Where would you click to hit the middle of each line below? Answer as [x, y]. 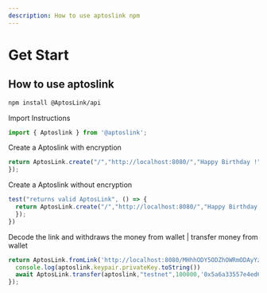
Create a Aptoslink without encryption [70, 185]
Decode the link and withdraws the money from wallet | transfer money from [133, 236]
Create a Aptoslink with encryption [65, 147]
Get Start [39, 55]
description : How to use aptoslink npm [74, 16]
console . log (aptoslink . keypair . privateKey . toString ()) [108, 268]
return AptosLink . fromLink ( [55, 260]
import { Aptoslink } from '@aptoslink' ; [78, 132]
